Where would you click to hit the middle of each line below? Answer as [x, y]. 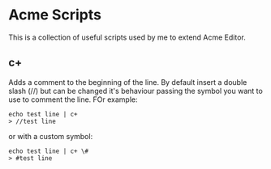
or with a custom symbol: [51, 136]
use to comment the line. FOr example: [73, 99]
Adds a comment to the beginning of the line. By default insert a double [128, 82]
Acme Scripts [55, 15]
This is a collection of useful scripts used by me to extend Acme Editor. [127, 37]
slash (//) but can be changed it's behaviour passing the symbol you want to [136, 91]
